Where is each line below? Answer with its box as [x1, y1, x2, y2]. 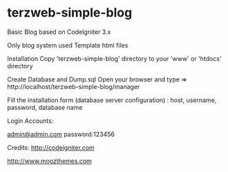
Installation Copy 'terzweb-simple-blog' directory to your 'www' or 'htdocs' [7, 54, 222, 63]
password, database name [7, 103, 83, 111]
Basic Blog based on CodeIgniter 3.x [7, 28, 111, 36]
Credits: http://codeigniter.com [7, 143, 95, 151]
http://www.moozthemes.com [7, 157, 92, 165]
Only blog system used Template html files [7, 41, 129, 49]
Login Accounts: [7, 116, 54, 125]
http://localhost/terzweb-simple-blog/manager [7, 82, 140, 90]
